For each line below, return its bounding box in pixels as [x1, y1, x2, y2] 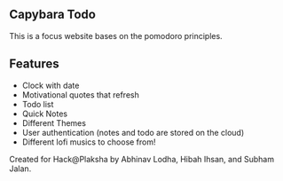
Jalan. [9, 163, 32, 174]
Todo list [21, 98, 54, 109]
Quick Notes [21, 108, 68, 119]
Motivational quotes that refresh [21, 89, 139, 100]
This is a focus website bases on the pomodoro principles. [9, 30, 224, 41]
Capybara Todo [9, 7, 96, 22]
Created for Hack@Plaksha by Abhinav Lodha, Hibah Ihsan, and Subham [9, 153, 275, 164]
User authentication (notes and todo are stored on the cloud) [21, 127, 245, 138]
